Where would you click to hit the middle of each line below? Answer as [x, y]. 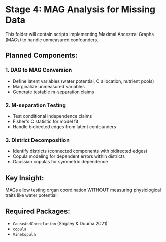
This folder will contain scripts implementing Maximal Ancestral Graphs [79, 34]
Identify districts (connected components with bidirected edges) [80, 151]
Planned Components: [41, 56]
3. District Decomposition [37, 140]
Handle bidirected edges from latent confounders [64, 127]
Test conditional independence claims [52, 116]
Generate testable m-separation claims [53, 92]
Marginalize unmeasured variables [49, 86]
